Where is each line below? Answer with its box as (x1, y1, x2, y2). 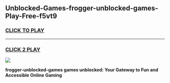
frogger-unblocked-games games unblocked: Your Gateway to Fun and (5, 66, 158, 72)
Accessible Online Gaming (5, 72, 62, 78)
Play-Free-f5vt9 (5, 12, 57, 21)
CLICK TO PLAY (5, 27, 45, 34)
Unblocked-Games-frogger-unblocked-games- (5, 4, 158, 13)
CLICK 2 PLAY (5, 46, 40, 53)
